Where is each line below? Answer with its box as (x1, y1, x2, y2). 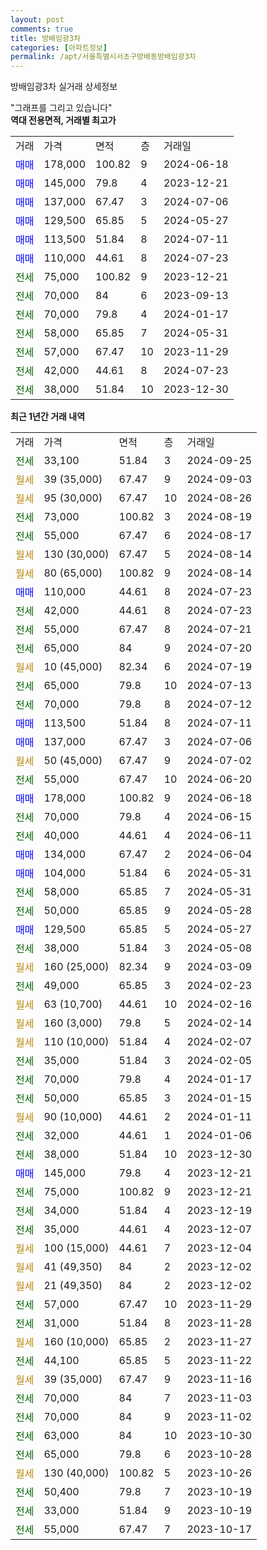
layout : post (10, 14, 65, 25)
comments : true (10, 24, 74, 34)
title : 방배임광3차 (10, 33, 81, 43)
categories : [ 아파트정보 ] (10, 42, 108, 53)
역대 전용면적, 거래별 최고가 (10, 114, 117, 126)
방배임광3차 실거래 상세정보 (10, 81, 118, 93)
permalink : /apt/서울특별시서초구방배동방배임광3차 (10, 52, 197, 62)
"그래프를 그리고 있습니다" (10, 102, 113, 114)
